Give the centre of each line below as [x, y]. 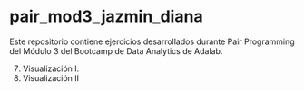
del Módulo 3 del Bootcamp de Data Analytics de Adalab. [116, 50]
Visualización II [51, 77]
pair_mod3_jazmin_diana [106, 17]
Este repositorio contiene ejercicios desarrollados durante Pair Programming [152, 41]
